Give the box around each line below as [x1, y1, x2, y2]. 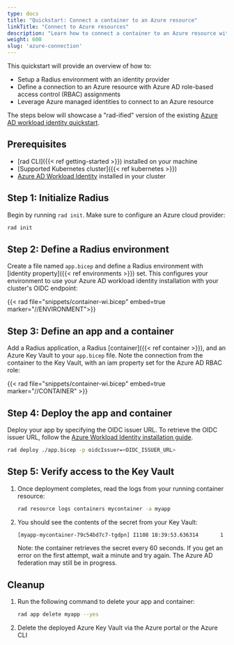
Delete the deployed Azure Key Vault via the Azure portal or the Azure [17, 623, 218, 632]
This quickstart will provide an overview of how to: [7, 62, 152, 70]
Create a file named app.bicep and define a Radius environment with [7, 262, 203, 271]
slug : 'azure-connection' [7, 43, 82, 50]
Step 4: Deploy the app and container [7, 407, 173, 419]
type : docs [7, 10, 39, 17]
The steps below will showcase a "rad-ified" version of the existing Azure [7, 111, 218, 119]
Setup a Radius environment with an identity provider [17, 75, 170, 84]
